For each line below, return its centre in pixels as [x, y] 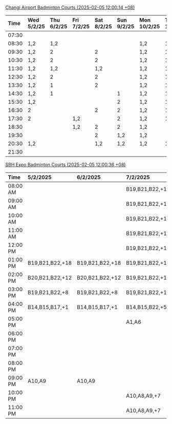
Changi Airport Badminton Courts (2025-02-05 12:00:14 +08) [70, 7]
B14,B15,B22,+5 [147, 307]
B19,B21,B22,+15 [148, 219]
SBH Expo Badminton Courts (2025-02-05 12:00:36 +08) [66, 165]
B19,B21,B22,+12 [148, 292]
